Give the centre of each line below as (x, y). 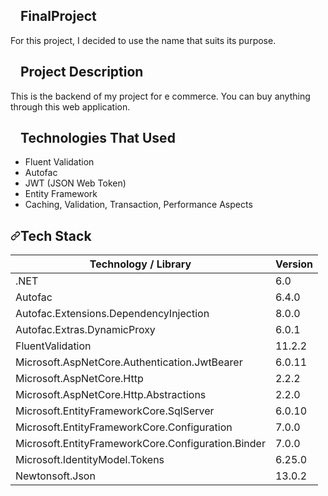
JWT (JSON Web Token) (75, 183)
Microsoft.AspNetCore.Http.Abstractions (111, 395)
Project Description (82, 72)
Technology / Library (140, 264)
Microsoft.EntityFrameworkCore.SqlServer (115, 411)
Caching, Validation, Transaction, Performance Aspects (138, 205)
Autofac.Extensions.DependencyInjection (112, 314)
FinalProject (58, 16)
